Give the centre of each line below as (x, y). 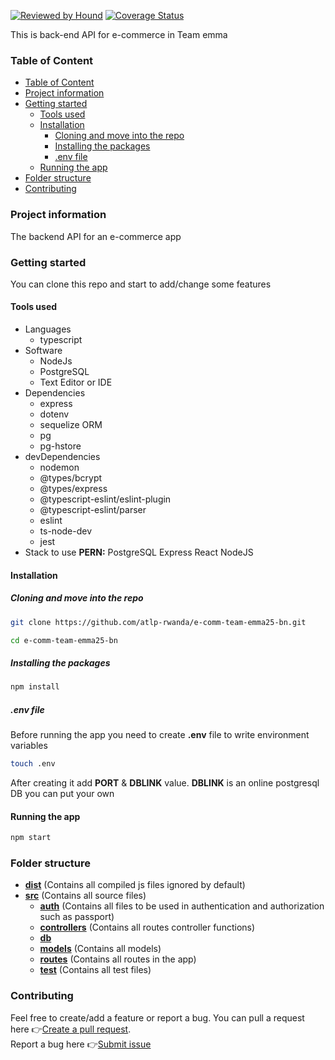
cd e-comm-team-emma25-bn (64, 640)
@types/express (73, 489)
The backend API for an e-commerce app (96, 236)
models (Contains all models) (100, 949)
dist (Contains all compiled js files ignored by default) (135, 885)
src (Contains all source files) (85, 896)
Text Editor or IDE (76, 382)
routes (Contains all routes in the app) (118, 959)
